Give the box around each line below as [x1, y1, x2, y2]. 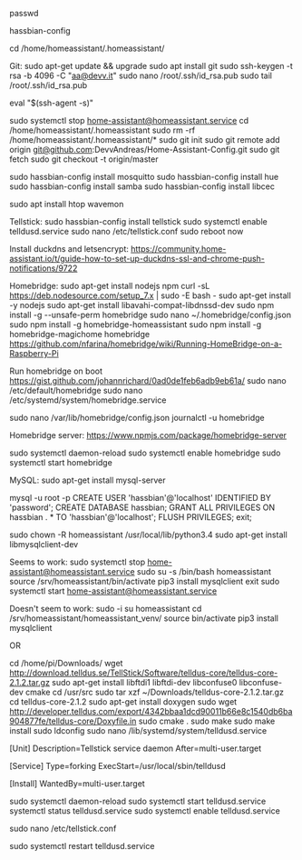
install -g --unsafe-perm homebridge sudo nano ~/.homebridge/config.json [9, 309, 292, 320]
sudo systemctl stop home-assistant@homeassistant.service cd [9, 115, 249, 125]
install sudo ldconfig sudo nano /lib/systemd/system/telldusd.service [9, 725, 268, 735]
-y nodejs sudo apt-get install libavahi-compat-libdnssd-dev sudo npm [9, 300, 275, 310]
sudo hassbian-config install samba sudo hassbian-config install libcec [9, 181, 275, 192]
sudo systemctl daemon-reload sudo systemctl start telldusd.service [9, 795, 267, 806]
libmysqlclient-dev [9, 539, 79, 549]
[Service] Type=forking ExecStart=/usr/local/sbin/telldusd [9, 761, 226, 771]
